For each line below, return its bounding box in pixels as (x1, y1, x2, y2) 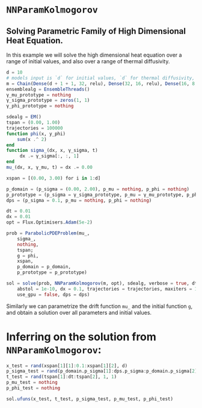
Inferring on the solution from (6, 330, 156, 344)
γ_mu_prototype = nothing (6, 92, 71, 98)
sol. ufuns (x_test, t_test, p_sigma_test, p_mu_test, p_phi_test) (6, 396, 173, 402)
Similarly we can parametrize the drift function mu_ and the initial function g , (6, 303, 193, 310)
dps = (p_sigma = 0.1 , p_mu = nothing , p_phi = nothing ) (6, 197, 152, 203)
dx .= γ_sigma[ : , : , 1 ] (19, 153, 79, 159)
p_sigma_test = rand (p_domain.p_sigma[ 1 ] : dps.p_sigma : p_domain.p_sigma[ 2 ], (6, 368, 200, 374)
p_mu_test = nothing (6, 380, 58, 386)
